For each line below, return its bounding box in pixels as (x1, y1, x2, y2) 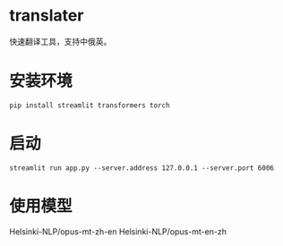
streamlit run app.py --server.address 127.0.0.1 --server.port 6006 (9, 163, 275, 173)
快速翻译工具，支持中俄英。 (9, 36, 112, 47)
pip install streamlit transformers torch (9, 100, 170, 110)
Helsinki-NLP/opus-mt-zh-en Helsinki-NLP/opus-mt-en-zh (9, 225, 227, 237)
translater (9, 5, 84, 26)
